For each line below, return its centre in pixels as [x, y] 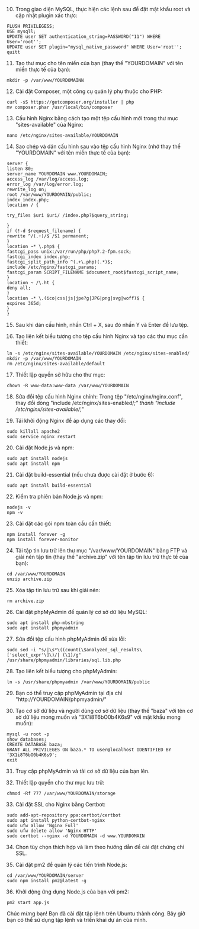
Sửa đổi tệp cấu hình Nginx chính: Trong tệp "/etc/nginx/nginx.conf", [99, 396]
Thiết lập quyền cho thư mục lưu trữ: [60, 782]
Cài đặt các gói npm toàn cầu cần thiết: [63, 523]
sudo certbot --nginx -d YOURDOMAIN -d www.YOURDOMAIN [76, 836]
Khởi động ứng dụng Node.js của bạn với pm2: [72, 892]
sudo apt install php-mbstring [45, 623]
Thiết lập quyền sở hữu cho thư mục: [60, 375]
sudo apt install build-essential [49, 486]
